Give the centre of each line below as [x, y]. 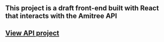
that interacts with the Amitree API [61, 16]
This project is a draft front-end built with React [82, 8]
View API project [32, 33]
